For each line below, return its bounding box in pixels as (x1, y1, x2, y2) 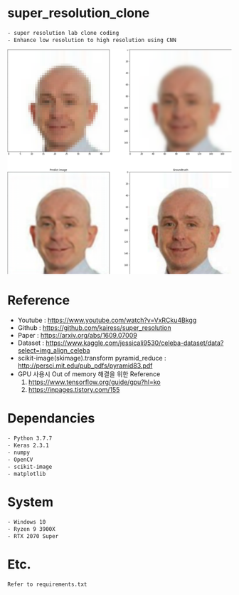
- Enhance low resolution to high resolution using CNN (7, 36, 176, 43)
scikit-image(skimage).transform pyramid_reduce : (17, 353, 166, 362)
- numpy (7, 449, 31, 456)
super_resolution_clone (7, 5, 150, 21)
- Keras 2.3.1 (7, 442, 50, 449)
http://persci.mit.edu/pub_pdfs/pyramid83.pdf (17, 361, 153, 370)
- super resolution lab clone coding (7, 29, 119, 36)
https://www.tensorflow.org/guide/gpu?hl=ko (28, 378, 161, 386)
